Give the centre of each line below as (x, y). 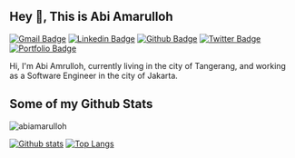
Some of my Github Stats (81, 104)
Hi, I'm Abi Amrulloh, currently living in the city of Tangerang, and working (147, 65)
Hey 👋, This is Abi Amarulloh (92, 17)
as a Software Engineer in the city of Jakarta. (94, 75)
